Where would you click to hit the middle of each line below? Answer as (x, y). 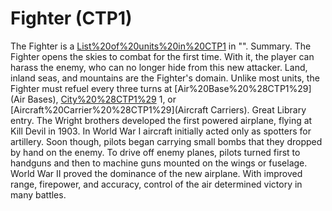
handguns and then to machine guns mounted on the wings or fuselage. (159, 163)
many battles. (38, 194)
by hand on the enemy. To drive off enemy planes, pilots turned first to (155, 152)
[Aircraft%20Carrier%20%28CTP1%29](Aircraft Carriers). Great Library (158, 109)
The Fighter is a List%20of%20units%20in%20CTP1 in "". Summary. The (161, 46)
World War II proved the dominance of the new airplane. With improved (156, 173)
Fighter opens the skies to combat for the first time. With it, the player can (162, 56)
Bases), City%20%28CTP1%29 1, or (102, 99)
